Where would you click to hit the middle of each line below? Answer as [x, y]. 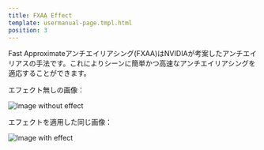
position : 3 [28, 30]
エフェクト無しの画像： [46, 90]
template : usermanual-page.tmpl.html [70, 23]
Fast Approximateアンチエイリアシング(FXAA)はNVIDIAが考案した [115, 54]
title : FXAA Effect [40, 15]
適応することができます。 [49, 73]
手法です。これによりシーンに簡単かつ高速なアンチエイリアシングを [145, 63]
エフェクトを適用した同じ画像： [60, 122]
